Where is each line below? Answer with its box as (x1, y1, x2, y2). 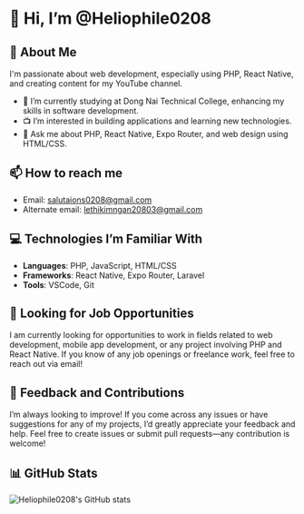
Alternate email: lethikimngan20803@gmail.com (22, 203, 203, 214)
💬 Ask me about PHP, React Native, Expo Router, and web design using (22, 129, 289, 139)
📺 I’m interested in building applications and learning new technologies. (22, 115, 292, 126)
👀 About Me (9, 44, 77, 60)
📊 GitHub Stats (9, 465, 98, 480)
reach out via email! (9, 359, 83, 370)
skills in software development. (22, 105, 139, 116)
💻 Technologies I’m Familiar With (9, 232, 202, 247)
